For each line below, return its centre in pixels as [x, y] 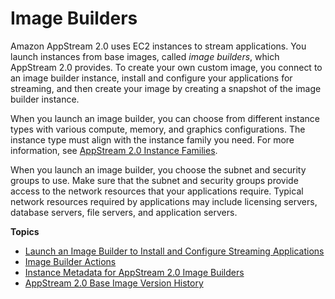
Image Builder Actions [70, 261]
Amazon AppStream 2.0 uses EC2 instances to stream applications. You [158, 46]
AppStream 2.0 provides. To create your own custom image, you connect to [166, 67]
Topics [25, 231]
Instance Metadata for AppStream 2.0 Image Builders [134, 272]
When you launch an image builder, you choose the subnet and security [158, 169]
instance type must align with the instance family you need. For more [152, 139]
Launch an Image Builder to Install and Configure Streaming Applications [174, 251]
